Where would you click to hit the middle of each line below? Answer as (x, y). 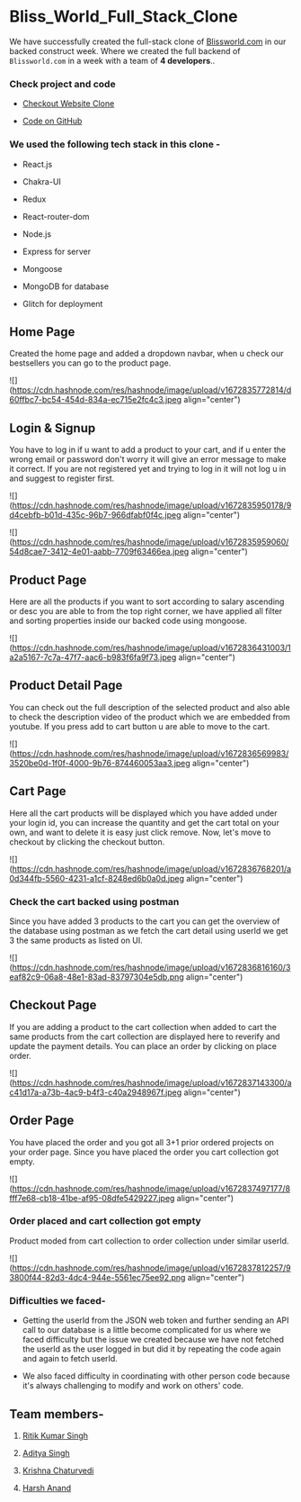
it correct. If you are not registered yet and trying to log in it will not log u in (148, 469)
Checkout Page (53, 1005)
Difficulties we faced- (58, 1300)
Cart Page (38, 791)
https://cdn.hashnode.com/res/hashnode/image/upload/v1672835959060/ (150, 542)
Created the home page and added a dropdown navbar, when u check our (146, 354)
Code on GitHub (52, 121)
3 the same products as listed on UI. (76, 940)
